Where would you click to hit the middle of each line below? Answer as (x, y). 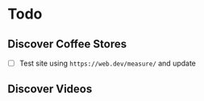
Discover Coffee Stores (67, 44)
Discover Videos (50, 89)
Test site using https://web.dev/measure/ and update (108, 63)
